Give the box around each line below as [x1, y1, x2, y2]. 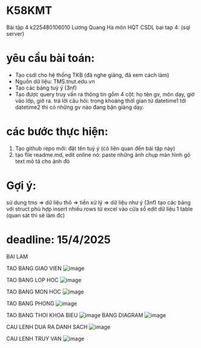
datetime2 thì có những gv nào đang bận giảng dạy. [15, 103, 144, 111]
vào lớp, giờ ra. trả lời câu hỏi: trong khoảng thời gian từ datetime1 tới [15, 97, 186, 104]
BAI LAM [6, 252, 28, 260]
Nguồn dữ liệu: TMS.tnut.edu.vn [15, 77, 95, 85]
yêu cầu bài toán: [6, 51, 95, 65]
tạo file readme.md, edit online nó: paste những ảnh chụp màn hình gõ [15, 151, 191, 158]
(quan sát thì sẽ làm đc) [6, 211, 65, 218]
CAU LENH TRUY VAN [6, 335, 62, 342]
